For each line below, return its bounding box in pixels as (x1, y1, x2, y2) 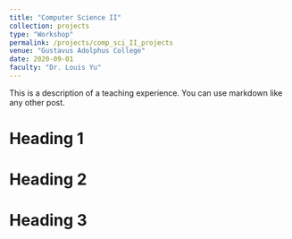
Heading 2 (9, 169, 88, 190)
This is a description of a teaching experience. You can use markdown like (9, 87, 283, 98)
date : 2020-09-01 (9, 55, 74, 64)
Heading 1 (9, 129, 85, 149)
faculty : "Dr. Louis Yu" (9, 64, 102, 73)
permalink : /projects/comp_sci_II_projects (9, 38, 174, 47)
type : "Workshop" (9, 30, 74, 38)
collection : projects (9, 21, 90, 30)
